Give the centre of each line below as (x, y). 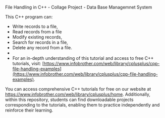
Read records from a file (37, 32)
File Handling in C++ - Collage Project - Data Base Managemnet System (79, 7)
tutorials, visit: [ (28, 63)
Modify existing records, (37, 37)
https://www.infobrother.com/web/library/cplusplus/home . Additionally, (78, 94)
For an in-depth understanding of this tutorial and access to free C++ (83, 58)
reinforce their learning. (29, 110)
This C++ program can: (29, 17)
